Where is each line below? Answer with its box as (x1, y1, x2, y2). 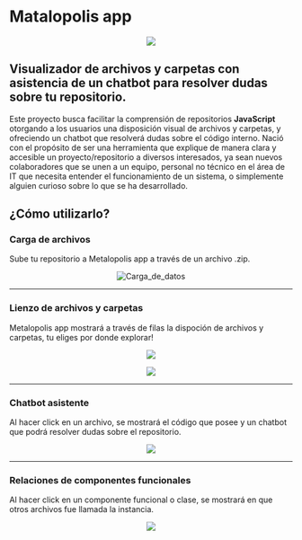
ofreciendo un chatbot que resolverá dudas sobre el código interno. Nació (9, 132, 284, 143)
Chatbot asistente (9, 396, 90, 409)
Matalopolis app (9, 6, 132, 27)
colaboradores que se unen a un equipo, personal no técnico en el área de (9, 161, 286, 172)
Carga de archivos (9, 234, 92, 246)
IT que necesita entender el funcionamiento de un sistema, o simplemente (9, 171, 284, 181)
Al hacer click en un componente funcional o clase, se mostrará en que (9, 494, 273, 505)
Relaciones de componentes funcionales (9, 474, 191, 486)
